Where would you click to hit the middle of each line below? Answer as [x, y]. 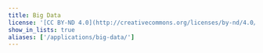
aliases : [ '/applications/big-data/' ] [71, 37]
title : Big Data [34, 15]
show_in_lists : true [42, 30]
